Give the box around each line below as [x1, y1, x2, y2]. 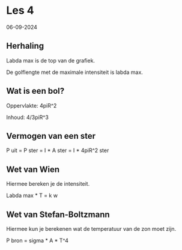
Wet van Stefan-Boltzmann [6, 209, 110, 219]
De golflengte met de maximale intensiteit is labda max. [6, 69, 143, 76]
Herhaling [6, 41, 44, 51]
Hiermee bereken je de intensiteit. [6, 180, 90, 187]
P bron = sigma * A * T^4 [6, 237, 69, 244]
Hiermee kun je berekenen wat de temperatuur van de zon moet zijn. [6, 225, 177, 232]
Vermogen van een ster [6, 130, 96, 141]
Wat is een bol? [6, 86, 65, 96]
